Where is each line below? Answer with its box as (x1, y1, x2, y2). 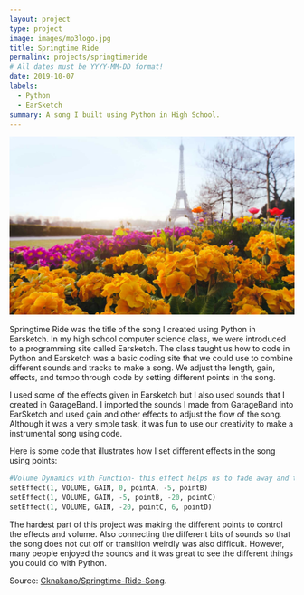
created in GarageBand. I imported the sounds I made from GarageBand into (9, 399, 294, 410)
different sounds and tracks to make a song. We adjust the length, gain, (9, 362, 276, 373)
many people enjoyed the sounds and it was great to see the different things (9, 548, 294, 559)
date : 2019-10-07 (9, 72, 75, 82)
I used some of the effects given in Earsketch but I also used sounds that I (9, 389, 285, 400)
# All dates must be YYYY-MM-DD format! (9, 62, 165, 72)
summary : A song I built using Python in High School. (9, 110, 221, 120)
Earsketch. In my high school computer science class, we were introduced (9, 333, 287, 344)
